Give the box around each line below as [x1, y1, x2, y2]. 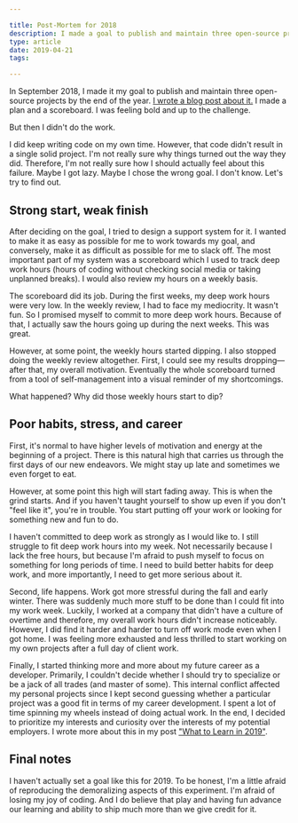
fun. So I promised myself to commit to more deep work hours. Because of [9, 309, 282, 320]
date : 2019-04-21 [9, 45, 74, 54]
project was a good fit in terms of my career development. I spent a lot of [9, 698, 277, 708]
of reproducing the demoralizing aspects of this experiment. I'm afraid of [9, 785, 275, 795]
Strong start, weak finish [9, 202, 149, 218]
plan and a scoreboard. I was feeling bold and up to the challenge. [9, 105, 251, 115]
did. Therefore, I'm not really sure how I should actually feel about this [9, 158, 265, 169]
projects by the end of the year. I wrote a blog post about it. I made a [36, 95, 286, 107]
